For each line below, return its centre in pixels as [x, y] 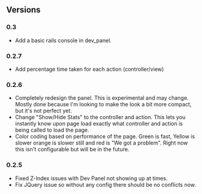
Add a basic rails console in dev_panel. [63, 40]
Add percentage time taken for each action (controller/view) [89, 69]
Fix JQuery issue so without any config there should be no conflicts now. [106, 184]
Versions [24, 10]
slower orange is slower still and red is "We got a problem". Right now [101, 143]
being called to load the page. [52, 130]
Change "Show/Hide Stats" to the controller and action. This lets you [100, 117]
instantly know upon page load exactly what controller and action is [99, 124]
